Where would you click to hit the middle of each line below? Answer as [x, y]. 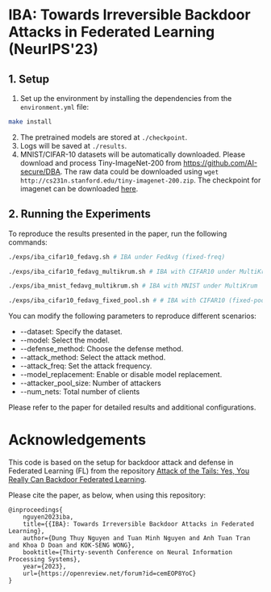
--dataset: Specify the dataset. [71, 332]
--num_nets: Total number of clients [80, 392]
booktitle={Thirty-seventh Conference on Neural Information [127, 552]
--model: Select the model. [65, 340]
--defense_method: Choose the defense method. [102, 349]
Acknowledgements [77, 440]
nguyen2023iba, [48, 517]
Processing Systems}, [45, 560]
